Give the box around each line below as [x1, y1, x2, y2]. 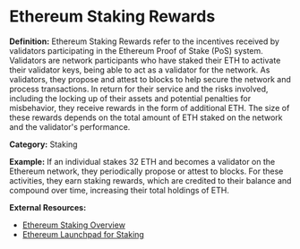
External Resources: [9, 202, 87, 212]
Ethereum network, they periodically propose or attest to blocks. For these [9, 166, 284, 176]
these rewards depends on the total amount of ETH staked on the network [9, 112, 283, 123]
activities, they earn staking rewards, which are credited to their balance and [9, 175, 292, 185]
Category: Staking [9, 139, 78, 150]
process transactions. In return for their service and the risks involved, [9, 83, 269, 94]
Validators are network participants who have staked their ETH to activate [9, 55, 281, 65]
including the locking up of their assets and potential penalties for [9, 92, 252, 104]
